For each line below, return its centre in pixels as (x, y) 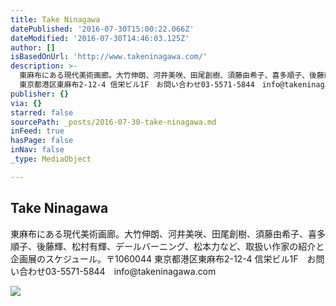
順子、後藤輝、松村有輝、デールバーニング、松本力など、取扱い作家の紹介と (167, 246)
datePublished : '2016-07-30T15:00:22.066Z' (102, 29)
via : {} (26, 103)
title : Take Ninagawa (55, 19)
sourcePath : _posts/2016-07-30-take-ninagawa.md (113, 122)
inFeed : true (37, 131)
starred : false (42, 112)
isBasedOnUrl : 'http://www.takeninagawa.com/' (109, 57)
